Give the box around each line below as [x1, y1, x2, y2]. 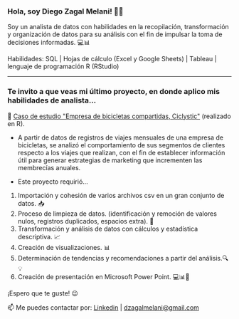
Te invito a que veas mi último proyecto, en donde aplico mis [7, 87, 221, 97]
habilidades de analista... [7, 95, 97, 105]
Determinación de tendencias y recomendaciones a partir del [17, 253, 198, 262]
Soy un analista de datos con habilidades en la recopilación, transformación [7, 23, 229, 31]
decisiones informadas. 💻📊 [7, 38, 90, 47]
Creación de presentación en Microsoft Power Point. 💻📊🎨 [17, 272, 190, 281]
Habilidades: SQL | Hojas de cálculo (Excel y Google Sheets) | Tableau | [7, 55, 217, 63]
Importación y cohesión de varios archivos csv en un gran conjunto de [17, 191, 225, 199]
